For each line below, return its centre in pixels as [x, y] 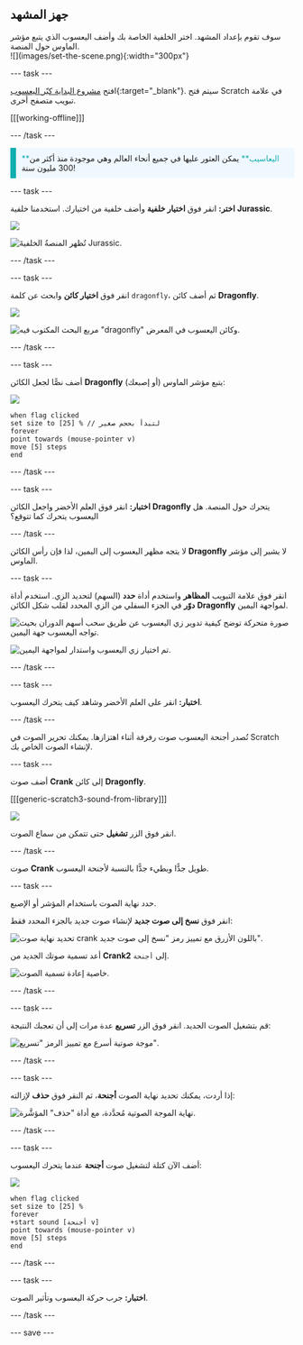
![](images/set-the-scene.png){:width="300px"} [100, 55]
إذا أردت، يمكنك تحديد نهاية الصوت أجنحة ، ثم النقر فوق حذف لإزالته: [123, 1095]
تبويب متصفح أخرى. [43, 100]
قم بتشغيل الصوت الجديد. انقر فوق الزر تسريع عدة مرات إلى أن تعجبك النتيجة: [141, 1025]
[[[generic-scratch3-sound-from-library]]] [89, 799]
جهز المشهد [40, 15]
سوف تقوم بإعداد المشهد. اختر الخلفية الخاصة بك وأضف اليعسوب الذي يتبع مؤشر [146, 36]
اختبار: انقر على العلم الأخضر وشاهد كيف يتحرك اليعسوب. [106, 701]
